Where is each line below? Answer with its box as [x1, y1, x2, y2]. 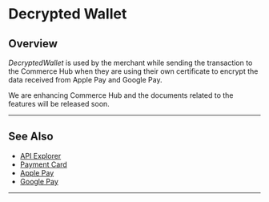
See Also [8, 130, 54, 143]
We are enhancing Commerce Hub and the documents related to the [8, 91, 234, 100]
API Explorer [19, 151, 62, 160]
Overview [8, 37, 58, 50]
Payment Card [19, 160, 68, 169]
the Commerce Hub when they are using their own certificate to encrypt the [8, 67, 259, 76]
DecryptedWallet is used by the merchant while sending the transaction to [8, 58, 253, 67]
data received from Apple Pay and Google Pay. [8, 75, 163, 84]
